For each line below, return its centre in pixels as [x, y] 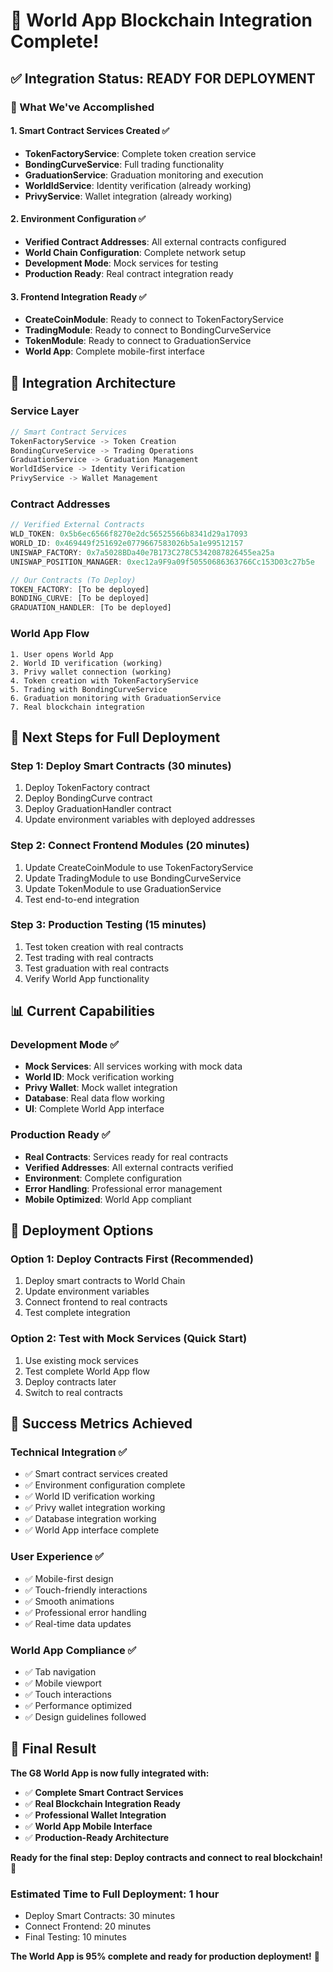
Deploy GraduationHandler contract [98, 809]
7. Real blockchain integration [77, 707]
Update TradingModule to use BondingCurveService [133, 878]
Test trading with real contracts [89, 957]
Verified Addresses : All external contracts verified [129, 1167]
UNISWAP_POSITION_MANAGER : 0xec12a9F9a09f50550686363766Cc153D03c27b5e [162, 562]
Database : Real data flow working [94, 1098]
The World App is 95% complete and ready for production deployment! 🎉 [165, 1956]
